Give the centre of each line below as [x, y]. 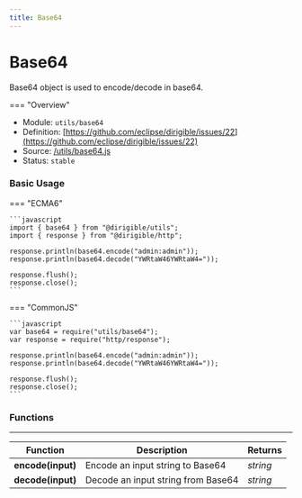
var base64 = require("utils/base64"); [84, 331]
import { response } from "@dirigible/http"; [96, 235]
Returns [265, 450]
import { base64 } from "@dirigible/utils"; [94, 227]
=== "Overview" [40, 104]
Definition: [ [44, 131]
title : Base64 [36, 18]
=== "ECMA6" [36, 203]
